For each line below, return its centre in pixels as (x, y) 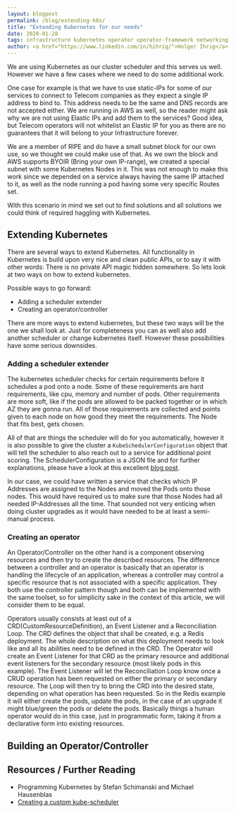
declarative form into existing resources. (66, 723)
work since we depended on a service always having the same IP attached (116, 176)
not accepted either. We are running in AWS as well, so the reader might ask (118, 110)
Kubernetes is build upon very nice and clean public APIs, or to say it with (114, 259)
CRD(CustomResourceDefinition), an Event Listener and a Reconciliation (112, 626)
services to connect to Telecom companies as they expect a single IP (108, 95)
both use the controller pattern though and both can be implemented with (114, 590)
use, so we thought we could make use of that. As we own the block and (113, 154)
